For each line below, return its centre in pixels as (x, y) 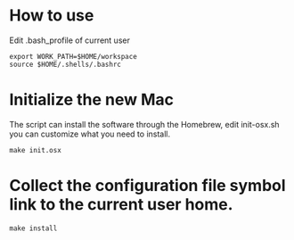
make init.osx (36, 150)
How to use (52, 16)
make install (33, 228)
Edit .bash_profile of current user (70, 40)
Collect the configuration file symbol (148, 186)
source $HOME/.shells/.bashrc (65, 64)
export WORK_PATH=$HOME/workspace (73, 56)
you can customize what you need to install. (90, 134)
